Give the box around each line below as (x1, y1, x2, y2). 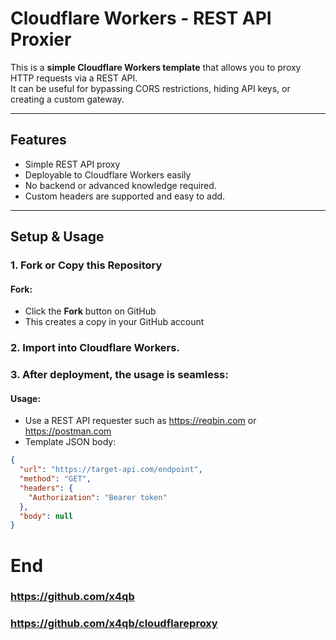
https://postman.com (24, 425, 112, 437)
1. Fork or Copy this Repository (10, 258, 163, 272)
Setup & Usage (10, 228, 105, 246)
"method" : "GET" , (19, 474, 92, 484)
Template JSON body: (24, 436, 117, 448)
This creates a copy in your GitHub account (24, 316, 205, 328)
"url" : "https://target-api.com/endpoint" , (19, 465, 203, 475)
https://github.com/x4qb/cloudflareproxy (10, 617, 218, 631)
